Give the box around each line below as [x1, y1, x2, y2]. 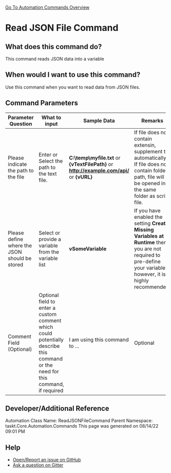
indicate [8, 160, 27, 167]
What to [41, 114, 62, 121]
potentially [38, 336, 64, 343]
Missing [134, 226, 154, 233]
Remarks [141, 117, 164, 124]
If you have [134, 207, 161, 214]
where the [8, 242, 32, 249]
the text [38, 170, 57, 177]
